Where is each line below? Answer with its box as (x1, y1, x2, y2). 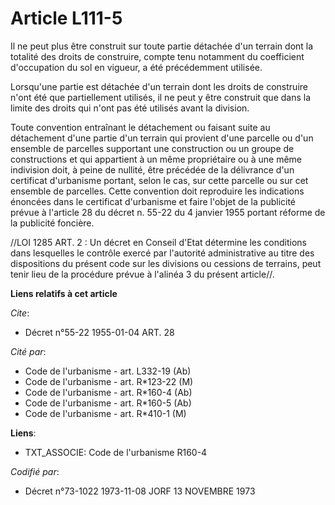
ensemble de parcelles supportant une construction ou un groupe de (10, 142, 295, 154)
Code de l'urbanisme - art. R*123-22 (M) (24, 375, 194, 387)
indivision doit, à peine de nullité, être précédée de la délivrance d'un (10, 163, 295, 176)
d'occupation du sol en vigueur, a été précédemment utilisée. (10, 61, 263, 73)
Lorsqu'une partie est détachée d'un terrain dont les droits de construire (10, 80, 308, 92)
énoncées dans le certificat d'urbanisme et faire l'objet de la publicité (10, 195, 297, 207)
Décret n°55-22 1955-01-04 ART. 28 (24, 326, 175, 338)
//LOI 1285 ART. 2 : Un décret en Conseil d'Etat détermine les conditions (10, 236, 308, 248)
